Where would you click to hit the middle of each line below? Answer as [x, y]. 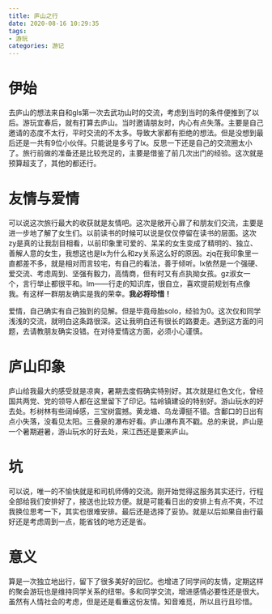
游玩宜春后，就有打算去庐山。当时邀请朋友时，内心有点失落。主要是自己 [143, 123]
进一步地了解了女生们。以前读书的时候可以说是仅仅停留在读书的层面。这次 [132, 233]
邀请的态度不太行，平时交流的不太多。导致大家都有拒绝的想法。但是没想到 [132, 133]
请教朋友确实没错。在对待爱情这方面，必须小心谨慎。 [118, 331]
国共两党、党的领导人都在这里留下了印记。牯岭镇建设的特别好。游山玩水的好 [136, 401]
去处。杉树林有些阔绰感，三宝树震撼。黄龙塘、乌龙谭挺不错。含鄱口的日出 [132, 411]
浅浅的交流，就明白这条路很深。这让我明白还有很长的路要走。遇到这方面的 [132, 321]
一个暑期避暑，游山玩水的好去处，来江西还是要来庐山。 [100, 431]
